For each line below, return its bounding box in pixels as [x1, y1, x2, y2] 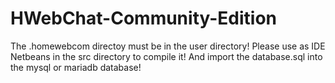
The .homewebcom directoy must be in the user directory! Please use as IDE [10, 40, 326, 52]
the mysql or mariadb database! [10, 61, 142, 73]
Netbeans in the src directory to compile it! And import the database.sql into [10, 50, 323, 62]
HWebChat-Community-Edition [10, 7, 278, 30]
